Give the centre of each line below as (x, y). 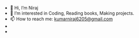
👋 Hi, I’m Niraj (24, 8)
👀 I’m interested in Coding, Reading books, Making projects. (72, 13)
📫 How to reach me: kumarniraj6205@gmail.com (61, 19)
